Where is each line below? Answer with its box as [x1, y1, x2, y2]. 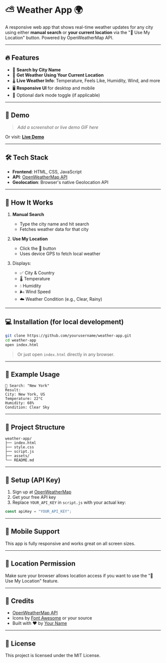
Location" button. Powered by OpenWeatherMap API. [5, 35, 114, 41]
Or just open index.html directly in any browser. [17, 351, 115, 357]
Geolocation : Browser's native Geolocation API [12, 179, 109, 185]
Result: [5, 388, 21, 393]
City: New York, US [5, 392, 45, 397]
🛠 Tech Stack [5, 153, 48, 162]
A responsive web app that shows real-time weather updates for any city [5, 24, 153, 30]
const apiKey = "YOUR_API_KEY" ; [5, 509, 72, 514]
